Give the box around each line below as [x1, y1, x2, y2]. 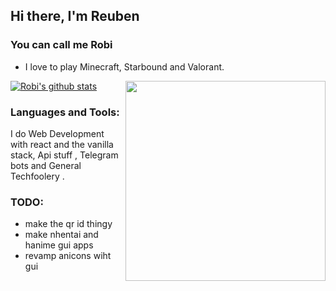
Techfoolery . [10, 170, 65, 182]
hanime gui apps [24, 239, 94, 251]
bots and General [10, 159, 82, 171]
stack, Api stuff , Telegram [10, 149, 119, 161]
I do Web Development [10, 127, 105, 139]
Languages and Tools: [10, 105, 120, 119]
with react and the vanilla [10, 138, 114, 150]
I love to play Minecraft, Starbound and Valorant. [24, 60, 225, 73]
